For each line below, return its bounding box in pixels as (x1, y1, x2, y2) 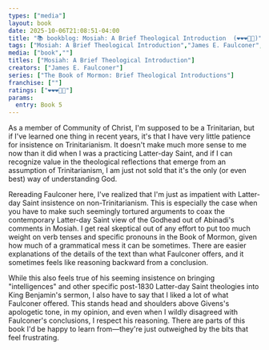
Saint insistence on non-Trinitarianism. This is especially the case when (22, 198, 258, 208)
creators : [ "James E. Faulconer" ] (8, 64, 124, 72)
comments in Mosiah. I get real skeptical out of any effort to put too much (8, 223, 251, 233)
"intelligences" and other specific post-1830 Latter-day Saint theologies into (8, 282, 259, 292)
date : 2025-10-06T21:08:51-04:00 (8, 26, 120, 34)
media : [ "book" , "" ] (8, 49, 74, 57)
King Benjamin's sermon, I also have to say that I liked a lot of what (8, 290, 229, 300)
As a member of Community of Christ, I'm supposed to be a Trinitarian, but (8, 123, 255, 133)
